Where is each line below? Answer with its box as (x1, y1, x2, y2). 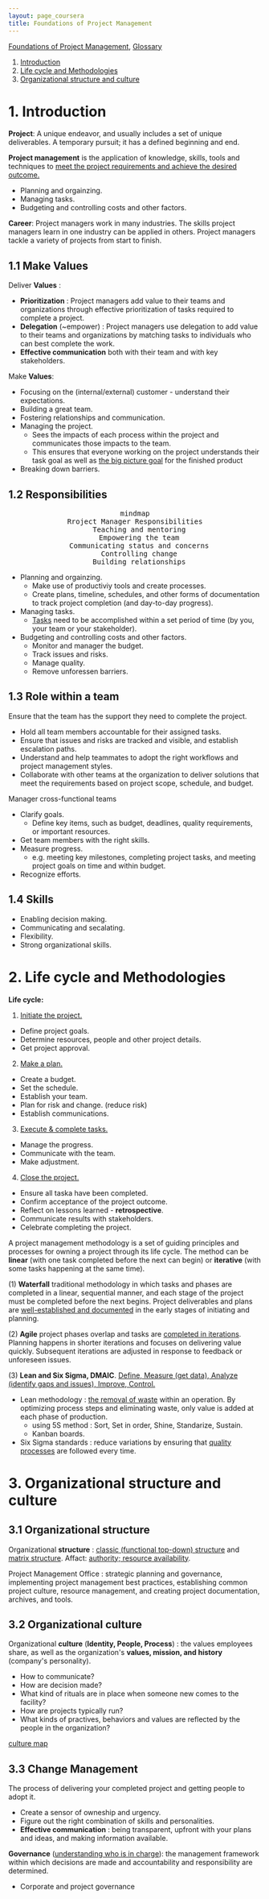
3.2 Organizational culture (8, 1618, 142, 1632)
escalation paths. (19, 744, 78, 753)
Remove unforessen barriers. (31, 666, 128, 677)
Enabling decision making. (19, 914, 108, 923)
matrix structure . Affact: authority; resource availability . (8, 1553, 191, 1563)
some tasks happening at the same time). (8, 1263, 145, 1273)
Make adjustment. (19, 1157, 80, 1167)
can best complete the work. (19, 339, 115, 349)
